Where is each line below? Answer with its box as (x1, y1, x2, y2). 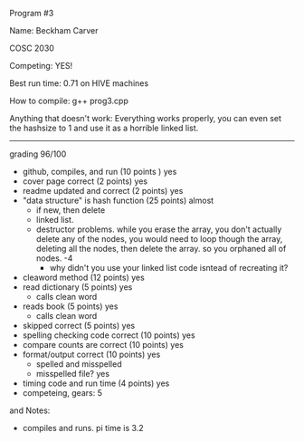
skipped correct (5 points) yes (22, 321, 136, 331)
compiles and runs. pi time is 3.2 (22, 423, 144, 433)
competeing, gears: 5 (22, 388, 102, 398)
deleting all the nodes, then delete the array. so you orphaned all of (35, 244, 287, 254)
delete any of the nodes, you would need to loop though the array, (35, 234, 283, 244)
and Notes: (9, 405, 51, 416)
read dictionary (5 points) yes (22, 282, 133, 293)
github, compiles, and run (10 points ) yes (22, 167, 177, 177)
